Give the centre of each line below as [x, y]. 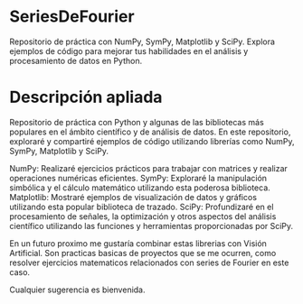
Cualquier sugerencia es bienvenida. [78, 290]
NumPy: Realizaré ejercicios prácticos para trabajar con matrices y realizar [148, 168]
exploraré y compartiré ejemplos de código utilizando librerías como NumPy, [152, 141]
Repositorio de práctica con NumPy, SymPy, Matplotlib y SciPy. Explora [142, 41]
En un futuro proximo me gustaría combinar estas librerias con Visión [138, 243]
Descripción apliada [86, 97]
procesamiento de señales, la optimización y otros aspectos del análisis [143, 216]
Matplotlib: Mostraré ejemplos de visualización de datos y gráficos [133, 197]
